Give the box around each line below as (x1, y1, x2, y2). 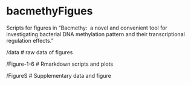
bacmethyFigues (6, 4, 93, 18)
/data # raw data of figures (6, 48, 73, 55)
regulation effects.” (6, 37, 54, 44)
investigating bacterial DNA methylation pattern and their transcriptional (6, 30, 186, 37)
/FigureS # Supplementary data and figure (6, 72, 112, 79)
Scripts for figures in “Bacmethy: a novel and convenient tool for (6, 24, 167, 31)
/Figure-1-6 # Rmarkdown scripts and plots (6, 60, 114, 68)
